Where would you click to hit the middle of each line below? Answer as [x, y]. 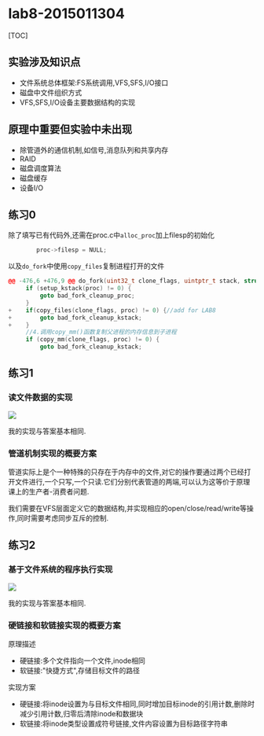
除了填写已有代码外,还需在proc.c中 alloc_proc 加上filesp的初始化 [111, 235]
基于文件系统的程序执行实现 [60, 569]
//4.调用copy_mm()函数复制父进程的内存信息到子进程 [101, 332]
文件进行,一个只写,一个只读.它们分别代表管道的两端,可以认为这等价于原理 [132, 481]
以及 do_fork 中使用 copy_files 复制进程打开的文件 [86, 266]
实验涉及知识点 [44, 63]
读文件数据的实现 [40, 398]
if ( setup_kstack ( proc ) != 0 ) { [79, 289]
